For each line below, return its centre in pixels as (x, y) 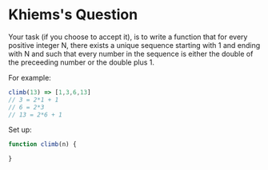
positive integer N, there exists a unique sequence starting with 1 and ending (134, 45)
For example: (30, 77)
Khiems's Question (73, 15)
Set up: (20, 130)
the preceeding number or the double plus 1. (81, 62)
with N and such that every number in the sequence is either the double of (131, 53)
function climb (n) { (43, 144)
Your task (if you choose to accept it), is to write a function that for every (128, 37)
